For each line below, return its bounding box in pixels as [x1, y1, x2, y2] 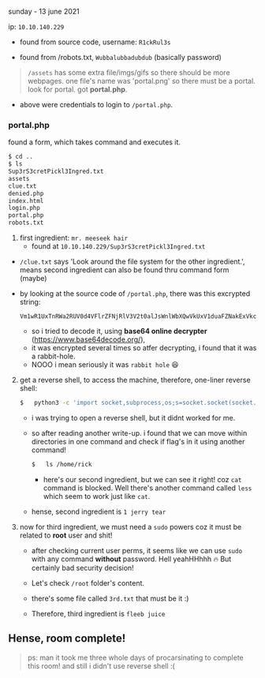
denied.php [8, 189, 44, 197]
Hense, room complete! [8, 631, 126, 646]
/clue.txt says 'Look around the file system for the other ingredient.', [19, 257, 246, 267]
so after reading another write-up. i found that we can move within [31, 428, 248, 437]
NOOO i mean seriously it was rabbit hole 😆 [31, 360, 179, 369]
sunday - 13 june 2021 [8, 7, 80, 16]
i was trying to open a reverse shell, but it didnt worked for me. [31, 413, 236, 422]
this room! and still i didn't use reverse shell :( [27, 661, 175, 670]
